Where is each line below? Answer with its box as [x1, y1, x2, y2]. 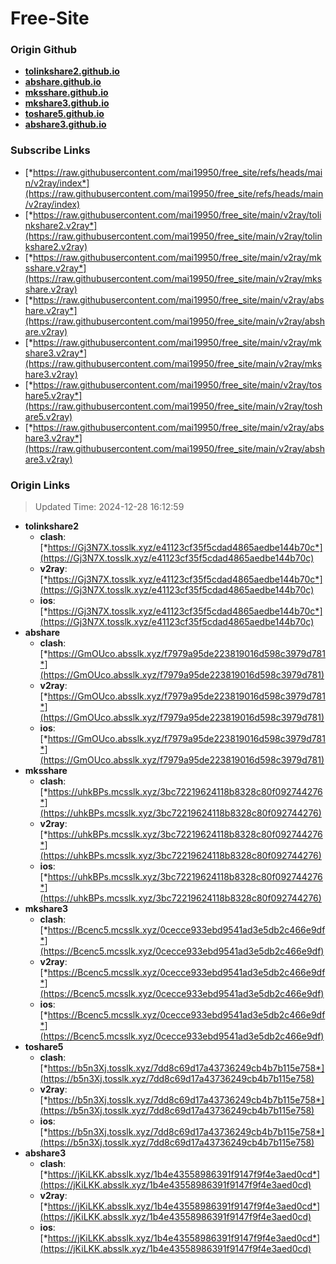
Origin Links [10, 478, 71, 492]
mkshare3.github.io [24, 97, 110, 109]
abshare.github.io [24, 76, 102, 88]
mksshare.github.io [24, 87, 109, 99]
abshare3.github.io [24, 118, 107, 131]
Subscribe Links [10, 143, 91, 157]
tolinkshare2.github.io [24, 65, 120, 77]
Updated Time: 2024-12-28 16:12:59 [34, 501, 185, 513]
